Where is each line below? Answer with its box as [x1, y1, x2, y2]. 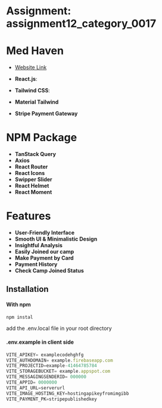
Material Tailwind [14, 98, 59, 105]
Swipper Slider [14, 176, 52, 183]
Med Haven [6, 44, 64, 58]
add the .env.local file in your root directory [6, 325, 112, 332]
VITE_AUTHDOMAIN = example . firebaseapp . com [6, 357, 113, 363]
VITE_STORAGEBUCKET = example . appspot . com [6, 368, 111, 375]
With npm [6, 301, 31, 308]
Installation [6, 284, 49, 294]
